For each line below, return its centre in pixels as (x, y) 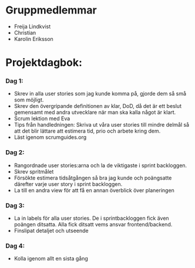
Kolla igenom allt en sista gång (51, 259)
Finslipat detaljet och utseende (51, 231)
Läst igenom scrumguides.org (50, 137)
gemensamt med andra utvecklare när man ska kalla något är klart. (95, 113)
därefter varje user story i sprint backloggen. (68, 184)
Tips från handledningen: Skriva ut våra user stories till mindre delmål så (101, 125)
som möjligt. (29, 100)
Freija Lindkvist (32, 26)
